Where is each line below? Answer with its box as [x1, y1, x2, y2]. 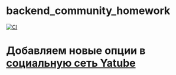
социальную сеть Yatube [6, 57, 136, 70]
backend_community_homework [6, 4, 170, 18]
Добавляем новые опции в [6, 44, 146, 57]
